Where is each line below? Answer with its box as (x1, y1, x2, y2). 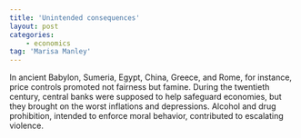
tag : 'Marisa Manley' (9, 47, 92, 56)
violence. (9, 120, 44, 132)
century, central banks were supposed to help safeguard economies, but (9, 92, 282, 103)
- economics (25, 38, 71, 48)
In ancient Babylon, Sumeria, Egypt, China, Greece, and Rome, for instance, (9, 72, 293, 83)
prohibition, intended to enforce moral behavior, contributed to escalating (9, 111, 284, 122)
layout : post (9, 22, 59, 31)
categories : (9, 30, 55, 39)
